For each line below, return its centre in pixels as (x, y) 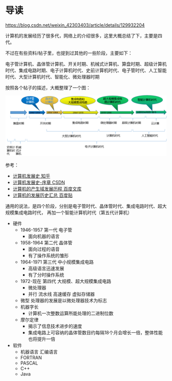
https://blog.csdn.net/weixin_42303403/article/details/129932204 (75, 25)
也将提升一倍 (41, 339)
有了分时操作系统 (46, 275)
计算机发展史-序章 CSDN (39, 182)
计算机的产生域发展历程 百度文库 (47, 188)
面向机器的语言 (44, 236)
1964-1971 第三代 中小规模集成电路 (57, 262)
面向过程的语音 (44, 249)
